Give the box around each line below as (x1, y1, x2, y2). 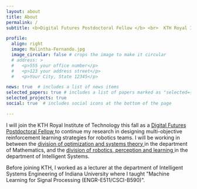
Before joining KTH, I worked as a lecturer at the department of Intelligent (6, 164, 184, 171)
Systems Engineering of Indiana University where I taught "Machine (6, 170, 170, 177)
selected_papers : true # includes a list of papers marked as (6, 90, 161, 95)
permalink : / (6, 19, 38, 25)
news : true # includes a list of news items (6, 84, 119, 90)
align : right (11, 41, 43, 47)
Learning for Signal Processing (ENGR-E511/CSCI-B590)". (6, 176, 145, 183)
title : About (6, 14, 38, 20)
